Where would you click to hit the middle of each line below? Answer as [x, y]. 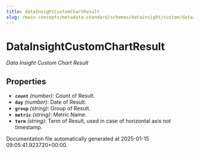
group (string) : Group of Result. [53, 109]
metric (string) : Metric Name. [51, 115]
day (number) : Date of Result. [51, 102]
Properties [26, 82]
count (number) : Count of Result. [55, 96]
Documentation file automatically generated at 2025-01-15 [78, 139]
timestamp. [29, 128]
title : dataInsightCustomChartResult [53, 12]
